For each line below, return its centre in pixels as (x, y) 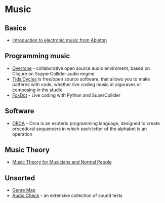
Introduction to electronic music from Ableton (59, 40)
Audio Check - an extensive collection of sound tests (67, 195)
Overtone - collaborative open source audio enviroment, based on (81, 68)
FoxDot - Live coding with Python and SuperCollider (66, 95)
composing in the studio (37, 90)
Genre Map (24, 190)
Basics (15, 28)
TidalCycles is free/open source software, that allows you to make (81, 79)
